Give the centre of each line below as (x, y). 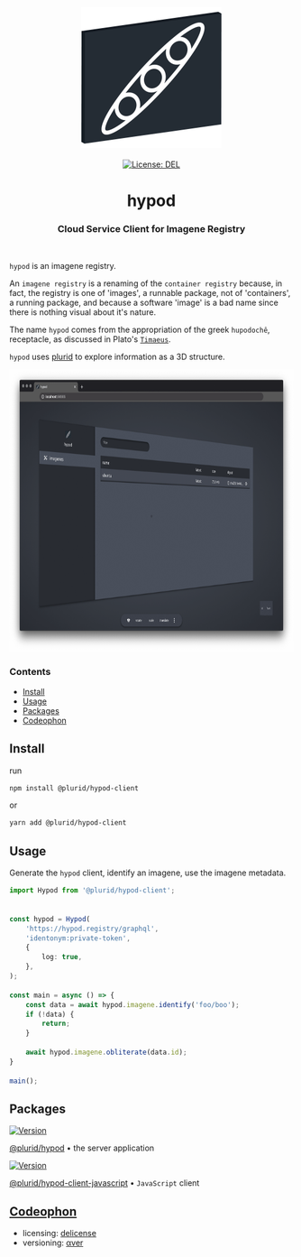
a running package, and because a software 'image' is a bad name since (144, 303)
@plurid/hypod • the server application (82, 1148)
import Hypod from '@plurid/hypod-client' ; (92, 891)
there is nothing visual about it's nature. (83, 312)
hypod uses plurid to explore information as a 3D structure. (117, 357)
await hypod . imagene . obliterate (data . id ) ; (106, 1053)
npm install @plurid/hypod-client (74, 788)
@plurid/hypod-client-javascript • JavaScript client (105, 1183)
